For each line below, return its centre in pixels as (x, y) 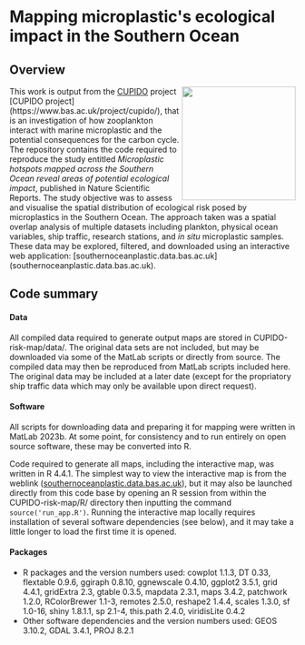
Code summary (54, 294)
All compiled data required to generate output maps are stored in (130, 338)
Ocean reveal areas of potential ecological (89, 178)
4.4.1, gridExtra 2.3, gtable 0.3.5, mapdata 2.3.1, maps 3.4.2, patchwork (155, 592)
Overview (38, 70)
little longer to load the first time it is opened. (93, 531)
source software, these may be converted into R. (101, 446)
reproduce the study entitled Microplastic (87, 159)
